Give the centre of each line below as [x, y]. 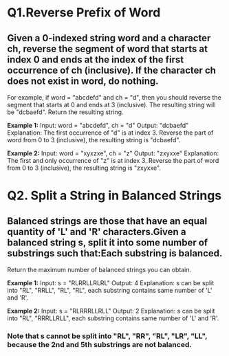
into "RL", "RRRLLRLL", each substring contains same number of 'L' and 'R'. [113, 318]
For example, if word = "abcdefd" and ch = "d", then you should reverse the [114, 97]
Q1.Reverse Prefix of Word [84, 13]
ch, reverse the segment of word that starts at [108, 48]
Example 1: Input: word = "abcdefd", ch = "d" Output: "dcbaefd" [98, 125]
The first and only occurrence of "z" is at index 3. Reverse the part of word [113, 160]
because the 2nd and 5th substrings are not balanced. [100, 344]
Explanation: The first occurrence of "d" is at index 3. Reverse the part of [110, 133]
